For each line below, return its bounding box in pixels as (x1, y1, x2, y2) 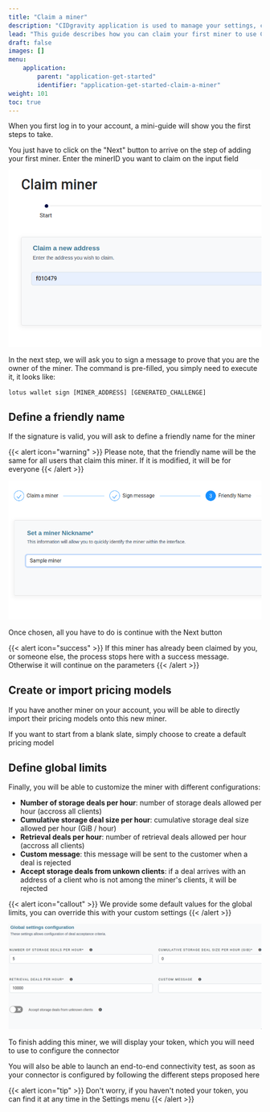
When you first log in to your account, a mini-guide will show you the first (8, 121, 252, 131)
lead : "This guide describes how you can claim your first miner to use (8, 30, 257, 38)
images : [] (8, 47, 45, 56)
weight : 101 (8, 90, 48, 98)
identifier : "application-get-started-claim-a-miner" (37, 81, 221, 89)
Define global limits (8, 760, 108, 774)
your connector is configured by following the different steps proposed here (8, 1070, 260, 1080)
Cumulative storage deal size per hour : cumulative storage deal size (19, 815, 249, 825)
